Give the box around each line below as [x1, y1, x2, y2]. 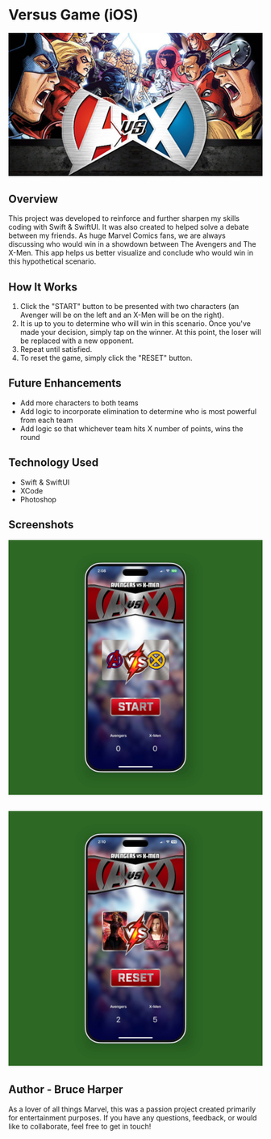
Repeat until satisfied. [19, 345, 93, 354]
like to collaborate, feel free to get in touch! [8, 1121, 152, 1131]
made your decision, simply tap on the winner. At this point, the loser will [19, 328, 261, 337]
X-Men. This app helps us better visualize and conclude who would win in [8, 248, 254, 258]
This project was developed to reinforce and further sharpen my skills [8, 214, 240, 223]
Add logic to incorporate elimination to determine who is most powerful [19, 406, 256, 416]
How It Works [8, 280, 78, 294]
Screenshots [8, 518, 74, 531]
